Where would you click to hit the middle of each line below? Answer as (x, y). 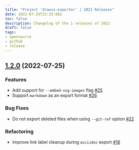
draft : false (18, 28)
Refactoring (20, 131)
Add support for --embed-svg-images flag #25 (57, 90)
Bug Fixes (17, 108)
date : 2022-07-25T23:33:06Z (34, 14)
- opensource (18, 37)
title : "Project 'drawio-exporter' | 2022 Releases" (60, 10)
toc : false (16, 19)
